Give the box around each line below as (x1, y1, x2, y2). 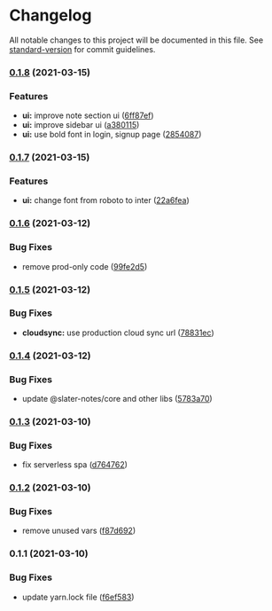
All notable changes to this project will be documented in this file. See (9, 35, 264, 45)
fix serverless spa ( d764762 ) (21, 459, 128, 470)
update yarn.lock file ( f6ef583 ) (21, 591, 135, 602)
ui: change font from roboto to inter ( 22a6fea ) (21, 195, 190, 206)
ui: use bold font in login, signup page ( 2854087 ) (21, 129, 202, 140)
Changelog (9, 5, 92, 26)
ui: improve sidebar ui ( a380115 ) (21, 120, 140, 130)
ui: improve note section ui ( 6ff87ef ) (21, 110, 154, 121)
